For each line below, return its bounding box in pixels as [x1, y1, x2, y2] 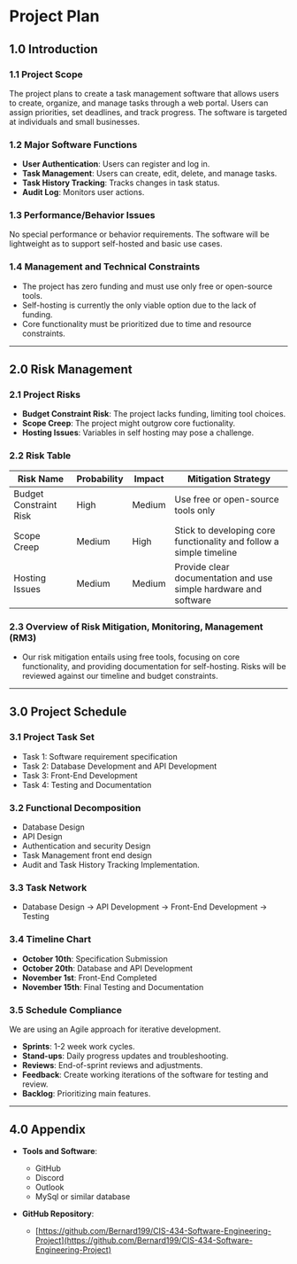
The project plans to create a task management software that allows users [9, 88, 279, 98]
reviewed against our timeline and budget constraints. [21, 671, 218, 682]
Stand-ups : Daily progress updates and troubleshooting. [21, 1050, 229, 1061]
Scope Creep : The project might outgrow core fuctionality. [21, 418, 236, 429]
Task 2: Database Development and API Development [21, 761, 217, 771]
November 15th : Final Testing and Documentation [21, 981, 204, 992]
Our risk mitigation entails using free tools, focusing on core [21, 652, 240, 662]
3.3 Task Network [9, 881, 88, 893]
